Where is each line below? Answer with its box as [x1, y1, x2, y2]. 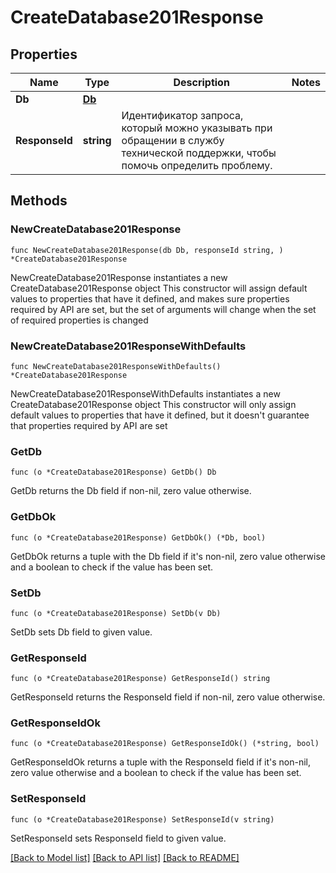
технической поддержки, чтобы [121, 146, 277, 160]
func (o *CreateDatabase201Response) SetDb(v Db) [10, 608, 222, 618]
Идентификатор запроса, [121, 109, 244, 122]
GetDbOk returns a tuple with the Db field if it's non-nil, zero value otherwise [10, 550, 326, 562]
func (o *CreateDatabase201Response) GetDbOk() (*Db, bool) [10, 532, 267, 543]
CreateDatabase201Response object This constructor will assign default [10, 282, 308, 294]
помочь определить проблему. [121, 159, 273, 172]
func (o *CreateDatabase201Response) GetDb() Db [10, 467, 217, 478]
